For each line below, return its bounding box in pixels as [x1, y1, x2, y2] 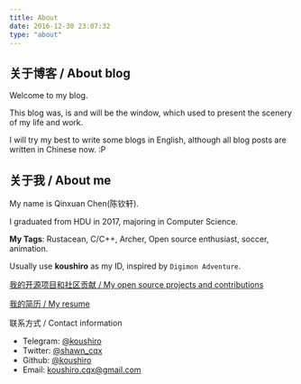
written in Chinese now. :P [9, 144, 106, 155]
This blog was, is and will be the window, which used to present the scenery [9, 107, 293, 118]
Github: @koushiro [22, 355, 92, 365]
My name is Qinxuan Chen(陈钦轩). [9, 198, 140, 208]
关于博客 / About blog [9, 65, 131, 81]
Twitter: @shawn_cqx [22, 345, 103, 356]
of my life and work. [9, 117, 84, 128]
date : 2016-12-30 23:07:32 [9, 22, 111, 31]
